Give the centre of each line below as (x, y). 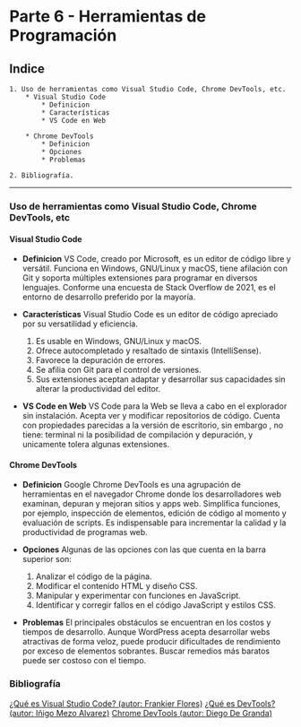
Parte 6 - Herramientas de (107, 17)
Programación (63, 35)
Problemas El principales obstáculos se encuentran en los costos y (146, 623)
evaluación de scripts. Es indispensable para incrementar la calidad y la (154, 523)
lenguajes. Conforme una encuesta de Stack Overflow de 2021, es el (149, 288)
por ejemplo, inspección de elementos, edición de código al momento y (154, 514)
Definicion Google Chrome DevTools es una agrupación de (132, 485)
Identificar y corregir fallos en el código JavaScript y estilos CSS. (155, 605)
